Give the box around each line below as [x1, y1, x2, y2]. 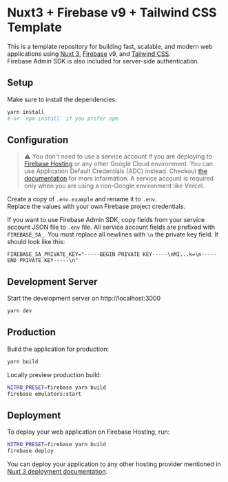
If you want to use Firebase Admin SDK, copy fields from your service [7, 216, 205, 224]
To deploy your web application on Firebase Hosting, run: [7, 428, 170, 436]
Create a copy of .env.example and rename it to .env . [7, 195, 157, 203]
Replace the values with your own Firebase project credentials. [7, 202, 186, 211]
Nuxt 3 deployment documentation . [7, 468, 108, 475]
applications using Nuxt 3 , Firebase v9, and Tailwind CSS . [7, 50, 171, 58]
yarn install [7, 108, 45, 115]
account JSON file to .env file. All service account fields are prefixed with [7, 223, 216, 232]
